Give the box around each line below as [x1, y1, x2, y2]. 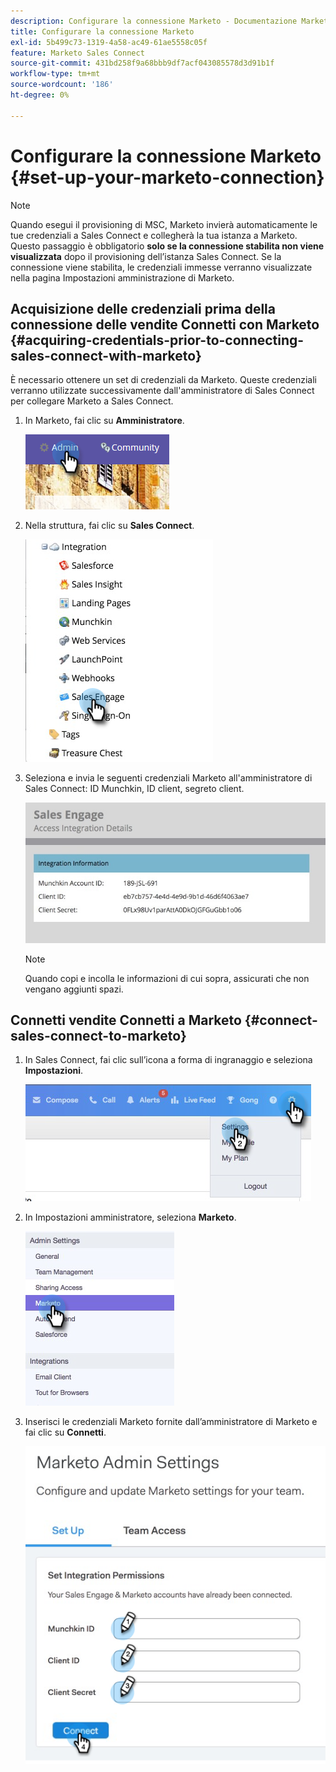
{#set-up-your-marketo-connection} [10, 166, 325, 189]
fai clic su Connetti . [24, 1426, 107, 1439]
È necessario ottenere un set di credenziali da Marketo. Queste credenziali [10, 374, 317, 386]
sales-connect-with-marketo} [10, 347, 202, 364]
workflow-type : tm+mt [10, 69, 101, 79]
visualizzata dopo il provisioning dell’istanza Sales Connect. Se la [10, 250, 282, 262]
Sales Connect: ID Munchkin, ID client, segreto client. [24, 783, 245, 795]
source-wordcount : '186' [10, 80, 114, 90]
